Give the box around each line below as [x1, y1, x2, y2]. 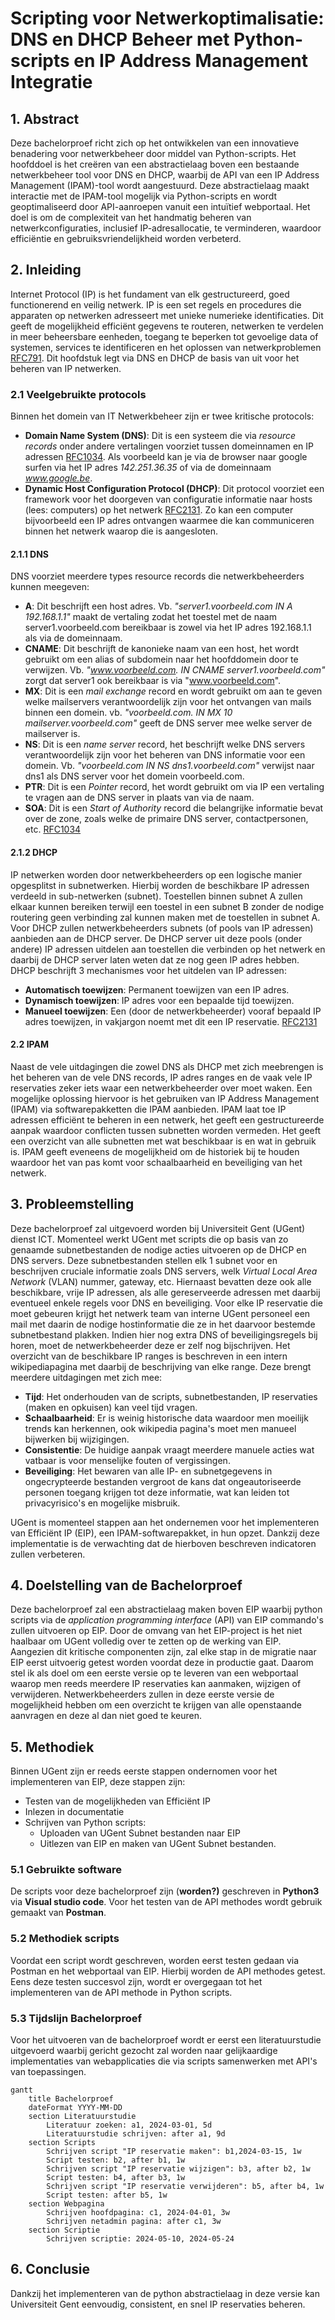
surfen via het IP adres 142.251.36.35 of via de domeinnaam [24, 462, 272, 474]
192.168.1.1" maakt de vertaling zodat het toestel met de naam [24, 611, 277, 623]
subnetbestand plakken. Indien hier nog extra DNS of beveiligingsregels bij [10, 1328, 318, 1341]
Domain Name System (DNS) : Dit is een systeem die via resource [24, 430, 297, 442]
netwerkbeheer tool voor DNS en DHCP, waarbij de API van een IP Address [10, 169, 320, 181]
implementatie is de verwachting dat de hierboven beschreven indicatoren [10, 1537, 317, 1549]
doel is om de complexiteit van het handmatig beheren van [10, 212, 252, 223]
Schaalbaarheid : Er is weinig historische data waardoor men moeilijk [24, 1412, 309, 1424]
